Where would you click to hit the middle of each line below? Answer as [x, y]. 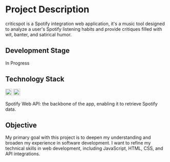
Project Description [47, 9]
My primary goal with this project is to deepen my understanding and [78, 137]
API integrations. [23, 154]
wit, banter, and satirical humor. [38, 34]
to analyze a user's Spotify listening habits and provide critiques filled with [84, 29]
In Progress [17, 63]
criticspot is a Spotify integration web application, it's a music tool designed [85, 24]
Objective [21, 125]
